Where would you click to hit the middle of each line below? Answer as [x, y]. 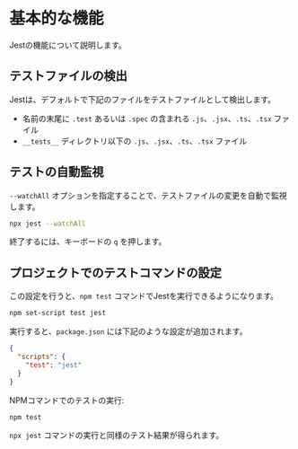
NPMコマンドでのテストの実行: [67, 400]
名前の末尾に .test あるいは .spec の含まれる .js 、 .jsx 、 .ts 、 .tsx [147, 119]
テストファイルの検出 [68, 76]
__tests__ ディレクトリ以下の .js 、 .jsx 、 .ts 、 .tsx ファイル [135, 141]
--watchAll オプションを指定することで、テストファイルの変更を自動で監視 [148, 195]
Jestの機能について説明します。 [68, 45]
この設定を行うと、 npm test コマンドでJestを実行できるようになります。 [144, 296]
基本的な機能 [57, 18]
